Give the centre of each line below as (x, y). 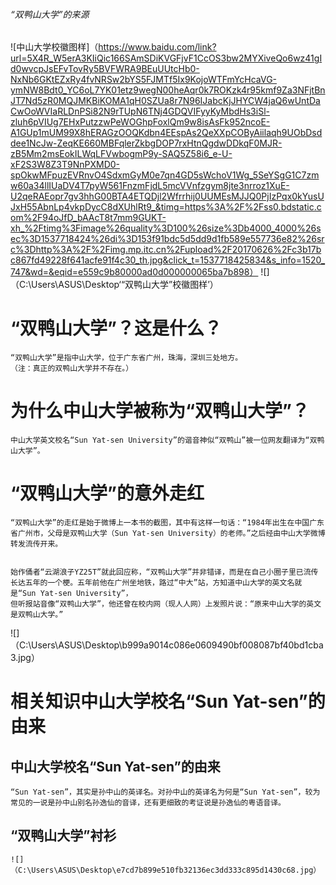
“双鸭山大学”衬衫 (63, 835)
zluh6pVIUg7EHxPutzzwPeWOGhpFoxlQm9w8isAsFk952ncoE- (140, 122)
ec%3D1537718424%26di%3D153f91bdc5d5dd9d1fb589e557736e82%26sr (167, 239)
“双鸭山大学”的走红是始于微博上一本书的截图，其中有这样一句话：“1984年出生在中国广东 (167, 523)
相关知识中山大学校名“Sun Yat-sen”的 (168, 701)
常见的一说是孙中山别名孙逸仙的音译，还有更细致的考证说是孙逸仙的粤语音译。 (148, 803)
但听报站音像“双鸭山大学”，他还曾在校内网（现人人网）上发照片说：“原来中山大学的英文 (166, 604)
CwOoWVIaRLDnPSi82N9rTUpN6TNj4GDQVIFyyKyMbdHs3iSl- (140, 111)
